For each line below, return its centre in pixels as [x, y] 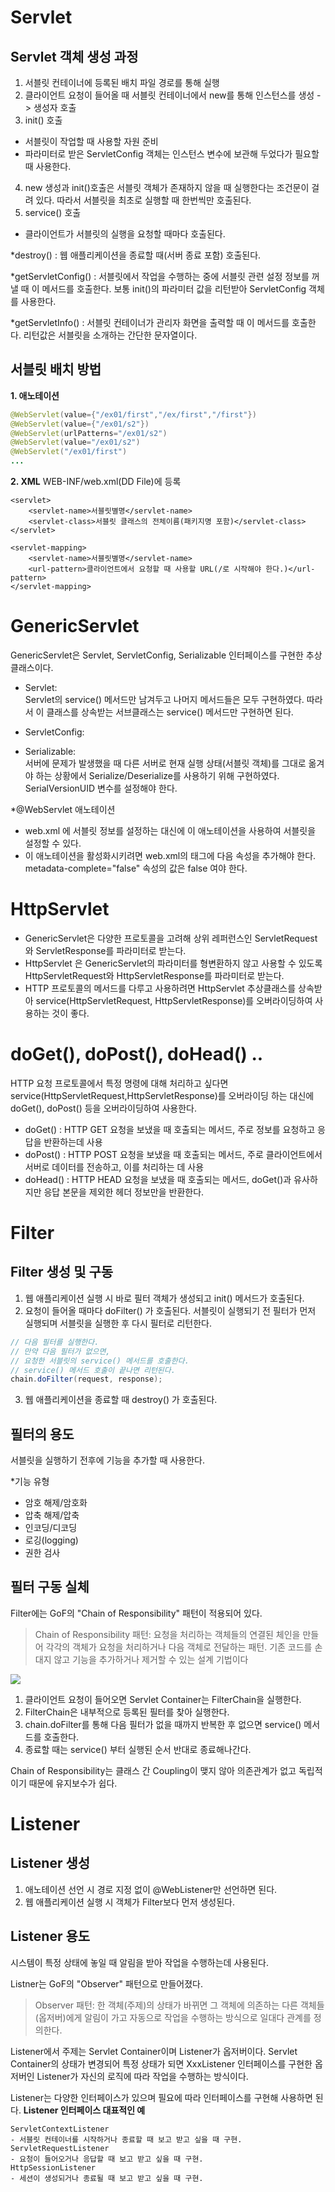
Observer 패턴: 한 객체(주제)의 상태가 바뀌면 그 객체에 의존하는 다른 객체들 [179, 2005]
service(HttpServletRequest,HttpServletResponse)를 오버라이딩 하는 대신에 [162, 1095]
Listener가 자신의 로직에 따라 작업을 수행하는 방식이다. [142, 2076]
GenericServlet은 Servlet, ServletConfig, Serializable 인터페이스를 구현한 [157, 655]
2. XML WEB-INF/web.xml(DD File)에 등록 [96, 482]
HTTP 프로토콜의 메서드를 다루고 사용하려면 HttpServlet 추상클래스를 [160, 988]
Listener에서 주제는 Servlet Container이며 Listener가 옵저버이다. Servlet [154, 2051]
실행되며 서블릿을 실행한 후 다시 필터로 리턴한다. [118, 1323]
